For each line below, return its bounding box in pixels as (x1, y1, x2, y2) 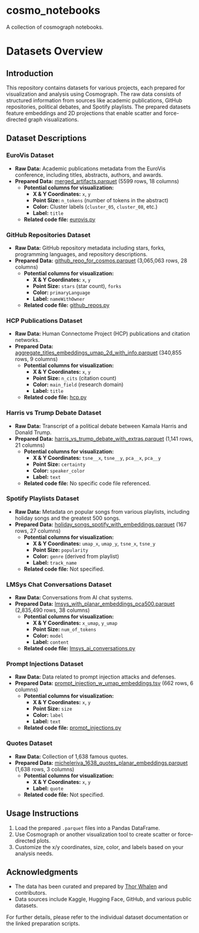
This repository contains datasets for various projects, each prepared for (6, 84, 185, 91)
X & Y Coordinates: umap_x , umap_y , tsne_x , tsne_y (32, 540, 156, 547)
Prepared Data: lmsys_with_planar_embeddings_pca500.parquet (14, 600, 175, 608)
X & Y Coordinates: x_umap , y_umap (32, 619, 118, 626)
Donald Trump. (14, 429, 52, 436)
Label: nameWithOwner (32, 295, 85, 302)
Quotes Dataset (6, 739, 53, 747)
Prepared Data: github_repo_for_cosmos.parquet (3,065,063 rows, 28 (14, 257, 188, 264)
